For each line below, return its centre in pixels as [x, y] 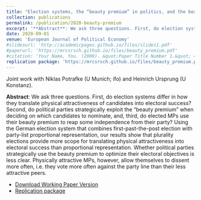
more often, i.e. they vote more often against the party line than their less [96, 166]
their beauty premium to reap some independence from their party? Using [97, 122]
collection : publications [38, 17]
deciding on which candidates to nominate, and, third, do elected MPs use [98, 116]
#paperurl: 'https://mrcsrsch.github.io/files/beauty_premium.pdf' [92, 51]
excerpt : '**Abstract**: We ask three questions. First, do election [95, 28]
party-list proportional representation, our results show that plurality [90, 134]
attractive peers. [26, 173]
